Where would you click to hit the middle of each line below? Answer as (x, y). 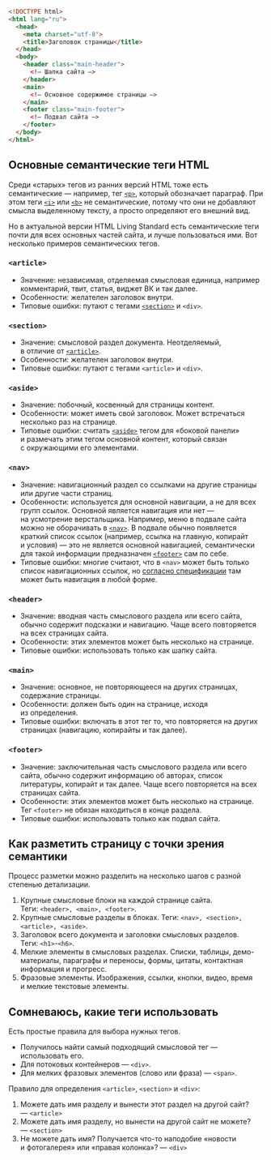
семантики (38, 856)
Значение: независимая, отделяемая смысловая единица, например (140, 280)
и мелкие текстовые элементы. (74, 987)
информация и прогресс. (64, 970)
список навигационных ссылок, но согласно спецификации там (130, 571)
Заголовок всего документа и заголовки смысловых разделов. (130, 935)
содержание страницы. (61, 696)
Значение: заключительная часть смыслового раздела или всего (133, 767)
